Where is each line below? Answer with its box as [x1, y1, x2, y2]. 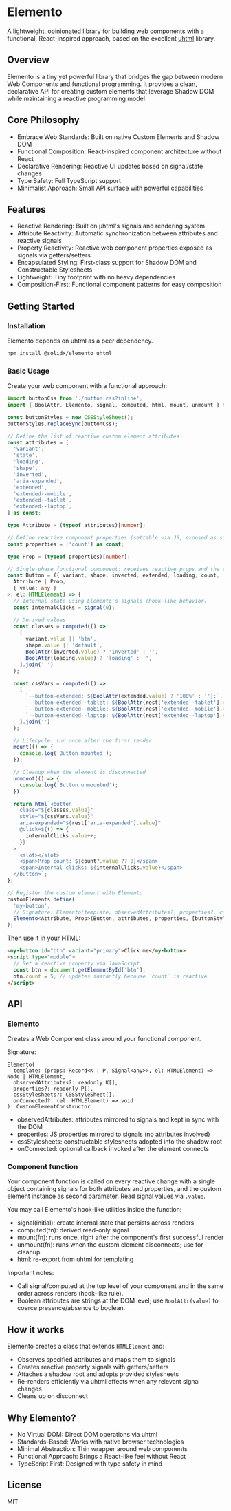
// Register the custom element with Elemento [7, 889, 143, 897]
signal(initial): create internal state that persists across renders [16, 1219, 195, 1227]
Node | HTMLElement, [7, 1073, 67, 1080]
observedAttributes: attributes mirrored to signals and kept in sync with [16, 1115, 219, 1124]
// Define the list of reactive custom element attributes [7, 433, 180, 440]
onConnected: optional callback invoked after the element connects [16, 1145, 210, 1153]
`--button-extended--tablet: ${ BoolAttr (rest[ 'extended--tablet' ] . [25, 699, 223, 706]
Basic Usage [7, 366, 50, 376]
